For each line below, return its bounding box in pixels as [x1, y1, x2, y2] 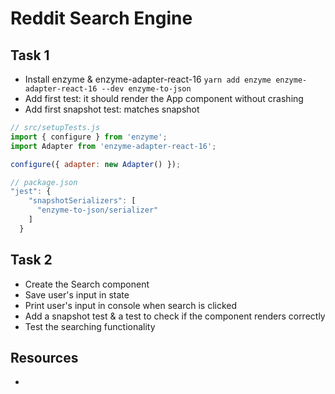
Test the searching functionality [24, 320, 156, 332]
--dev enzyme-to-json [101, 84, 192, 94]
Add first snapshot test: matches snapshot [24, 103, 200, 115]
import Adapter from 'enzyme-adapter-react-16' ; [10, 141, 217, 151]
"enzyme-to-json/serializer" [36, 205, 159, 216]
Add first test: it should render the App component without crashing [24, 93, 304, 104]
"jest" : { [10, 187, 52, 197]
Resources [10, 349, 79, 366]
